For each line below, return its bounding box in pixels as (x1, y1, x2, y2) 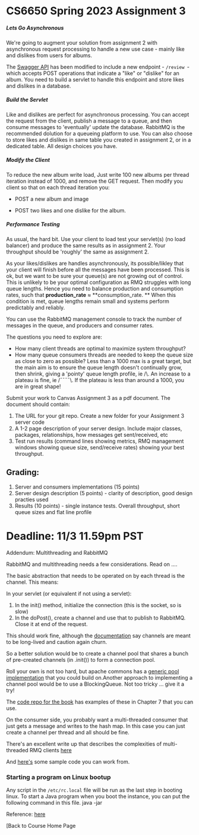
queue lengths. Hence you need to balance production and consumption (6, 285, 184, 292)
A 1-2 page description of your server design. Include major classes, (14, 425, 182, 432)
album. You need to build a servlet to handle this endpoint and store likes (6, 76, 184, 83)
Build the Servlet (6, 96, 49, 103)
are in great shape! (14, 383, 61, 390)
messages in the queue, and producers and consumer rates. (6, 322, 154, 329)
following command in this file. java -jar (6, 799, 103, 806)
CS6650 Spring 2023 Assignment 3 (6, 4, 186, 18)
